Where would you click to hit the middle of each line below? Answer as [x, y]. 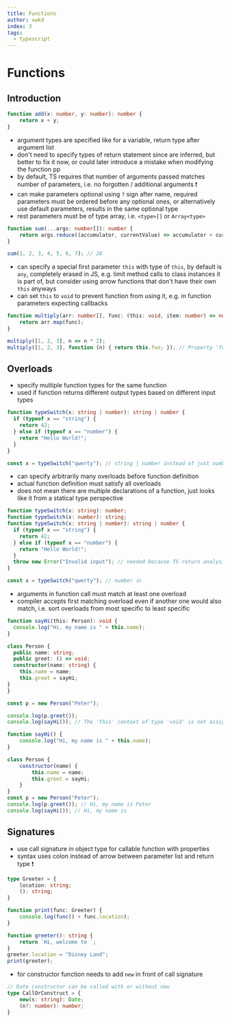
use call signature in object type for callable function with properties [113, 848]
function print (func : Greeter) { [55, 911]
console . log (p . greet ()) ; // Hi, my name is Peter [79, 804]
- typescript [32, 39]
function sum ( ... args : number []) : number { [70, 228]
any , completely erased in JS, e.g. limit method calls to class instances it [118, 274]
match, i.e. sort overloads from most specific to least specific [103, 609]
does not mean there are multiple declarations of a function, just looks [116, 491]
